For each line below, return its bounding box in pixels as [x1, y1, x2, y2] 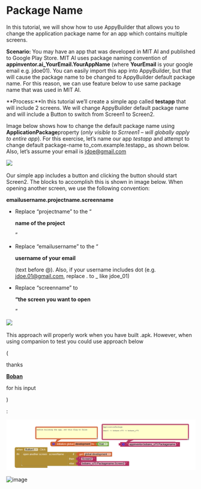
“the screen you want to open [14, 296, 91, 303]
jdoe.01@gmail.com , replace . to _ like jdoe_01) [14, 272, 130, 279]
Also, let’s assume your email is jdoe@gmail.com [6, 148, 127, 155]
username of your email [14, 254, 76, 261]
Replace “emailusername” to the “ [14, 243, 98, 250]
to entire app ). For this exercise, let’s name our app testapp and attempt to [6, 135, 190, 142]
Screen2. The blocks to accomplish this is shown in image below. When [6, 178, 183, 185]
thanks [6, 361, 23, 368]
